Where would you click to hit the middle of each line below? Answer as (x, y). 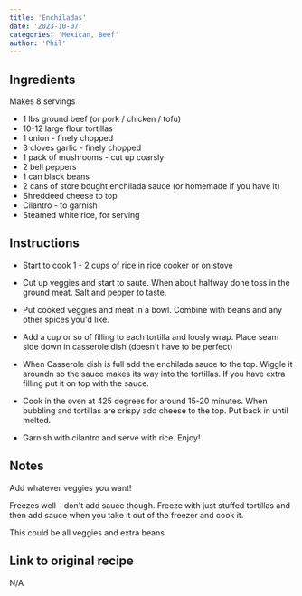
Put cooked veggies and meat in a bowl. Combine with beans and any (152, 309)
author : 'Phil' (38, 43)
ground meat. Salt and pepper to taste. (94, 292)
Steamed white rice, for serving (81, 215)
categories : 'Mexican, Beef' (64, 34)
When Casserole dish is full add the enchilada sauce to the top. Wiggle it (157, 364)
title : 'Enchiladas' (48, 18)
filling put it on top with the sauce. (85, 383)
